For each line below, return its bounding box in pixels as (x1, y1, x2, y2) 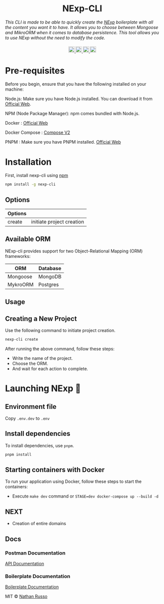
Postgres (38, 281, 59, 288)
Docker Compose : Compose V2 (5, 129, 70, 135)
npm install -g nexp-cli (5, 182, 56, 187)
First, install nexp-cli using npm (5, 173, 69, 178)
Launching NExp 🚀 (5, 383, 81, 394)
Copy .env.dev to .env (5, 415, 50, 421)
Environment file (5, 403, 57, 411)
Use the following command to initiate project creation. (5, 327, 116, 333)
